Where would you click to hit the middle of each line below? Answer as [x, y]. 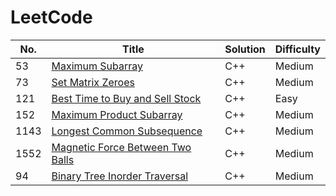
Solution [245, 49]
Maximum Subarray [97, 66]
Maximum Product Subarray [117, 114]
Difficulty [297, 49]
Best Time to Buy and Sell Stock [126, 98]
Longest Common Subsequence [127, 131]
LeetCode [51, 17]
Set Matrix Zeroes [93, 82]
